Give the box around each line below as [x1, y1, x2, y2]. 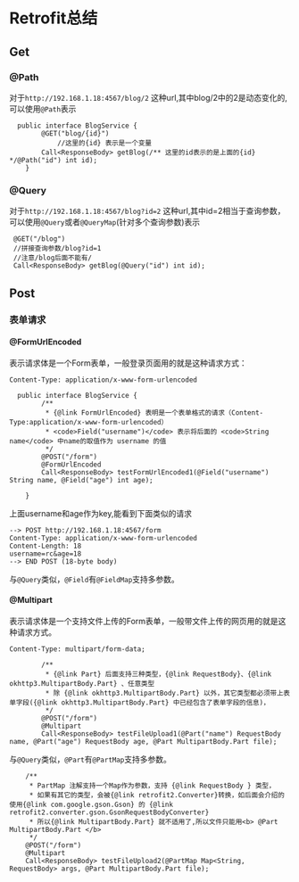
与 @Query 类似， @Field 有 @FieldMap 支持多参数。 [9, 573, 180, 584]
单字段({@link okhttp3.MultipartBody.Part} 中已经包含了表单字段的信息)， [9, 697, 270, 707]
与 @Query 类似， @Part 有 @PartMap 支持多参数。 [9, 754, 172, 764]
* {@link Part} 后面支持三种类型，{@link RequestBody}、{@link [45, 670, 272, 679]
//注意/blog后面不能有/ [12, 253, 92, 263]
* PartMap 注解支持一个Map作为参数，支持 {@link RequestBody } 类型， [29, 781, 276, 790]
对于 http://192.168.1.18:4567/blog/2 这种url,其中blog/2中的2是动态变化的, [9, 92, 288, 103]
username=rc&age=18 [9, 549, 82, 558]
